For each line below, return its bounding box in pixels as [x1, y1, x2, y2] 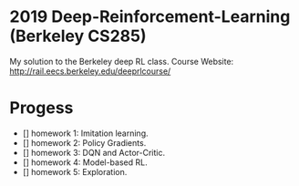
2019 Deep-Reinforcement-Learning [9, 6, 291, 27]
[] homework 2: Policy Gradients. [22, 137, 147, 148]
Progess [9, 98, 74, 119]
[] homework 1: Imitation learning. [22, 128, 149, 139]
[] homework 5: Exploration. [22, 166, 128, 177]
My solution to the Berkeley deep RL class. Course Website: [9, 56, 234, 67]
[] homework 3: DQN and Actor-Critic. [22, 147, 166, 158]
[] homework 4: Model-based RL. [22, 157, 148, 168]
